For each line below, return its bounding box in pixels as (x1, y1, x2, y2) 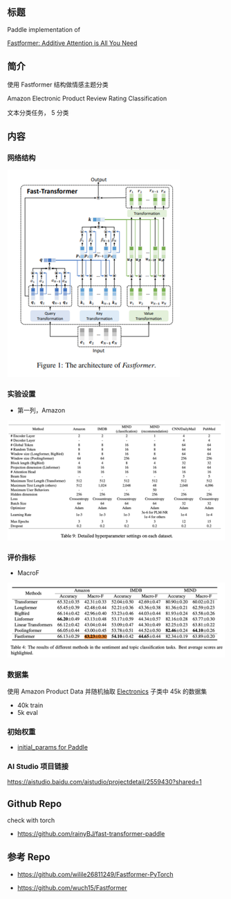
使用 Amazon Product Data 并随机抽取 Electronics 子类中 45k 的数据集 (7, 687, 207, 696)
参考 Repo (7, 851, 50, 863)
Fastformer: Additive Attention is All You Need (7, 39, 138, 47)
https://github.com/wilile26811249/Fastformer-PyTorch (17, 870, 174, 878)
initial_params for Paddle (17, 743, 89, 751)
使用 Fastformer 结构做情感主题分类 (7, 80, 109, 89)
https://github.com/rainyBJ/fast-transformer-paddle (17, 830, 165, 838)
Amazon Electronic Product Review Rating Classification (7, 94, 167, 102)
